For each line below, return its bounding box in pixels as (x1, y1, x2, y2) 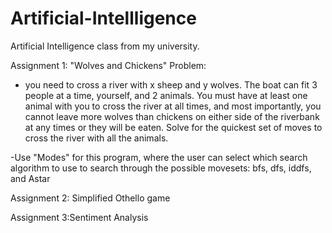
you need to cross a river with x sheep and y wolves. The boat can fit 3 (24, 78, 318, 91)
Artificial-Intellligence (10, 7, 197, 30)
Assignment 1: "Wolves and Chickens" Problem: (10, 59, 207, 71)
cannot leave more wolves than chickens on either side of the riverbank (24, 110, 320, 122)
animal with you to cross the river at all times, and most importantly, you (24, 100, 322, 112)
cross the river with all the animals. (24, 132, 169, 144)
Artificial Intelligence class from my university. (10, 40, 200, 52)
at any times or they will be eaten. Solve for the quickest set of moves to (24, 121, 323, 133)
